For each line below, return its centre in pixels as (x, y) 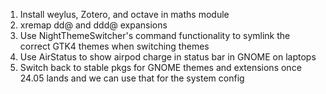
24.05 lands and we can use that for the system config (132, 78)
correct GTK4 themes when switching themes (114, 46)
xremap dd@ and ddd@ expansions (93, 25)
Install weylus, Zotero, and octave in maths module (124, 14)
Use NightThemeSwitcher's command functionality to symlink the (155, 35)
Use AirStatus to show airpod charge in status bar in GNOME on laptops (168, 57)
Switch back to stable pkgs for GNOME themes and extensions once (160, 67)
